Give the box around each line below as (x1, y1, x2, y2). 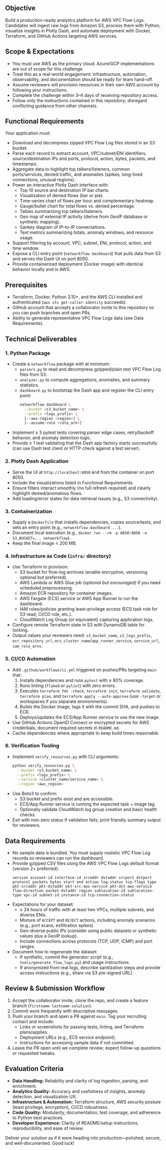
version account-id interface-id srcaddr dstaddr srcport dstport (12, 875, 152, 880)
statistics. (19, 382, 40, 388)
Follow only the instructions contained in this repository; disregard (12, 97, 147, 103)
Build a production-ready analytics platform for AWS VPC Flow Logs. (5, 17, 145, 23)
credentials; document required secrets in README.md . (12, 725, 120, 731)
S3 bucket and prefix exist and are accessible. (19, 796, 114, 802)
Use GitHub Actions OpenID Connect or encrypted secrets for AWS (12, 719, 149, 725)
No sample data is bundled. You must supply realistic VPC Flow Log (12, 850, 151, 856)
